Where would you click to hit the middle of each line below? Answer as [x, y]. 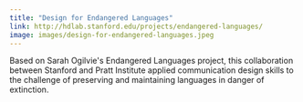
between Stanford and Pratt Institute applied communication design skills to [151, 70]
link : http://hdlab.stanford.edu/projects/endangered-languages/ [136, 26]
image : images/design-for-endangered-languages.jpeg [112, 35]
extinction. [29, 90]
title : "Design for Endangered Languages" [91, 18]
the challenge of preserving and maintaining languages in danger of [137, 80]
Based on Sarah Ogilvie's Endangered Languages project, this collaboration [151, 61]
